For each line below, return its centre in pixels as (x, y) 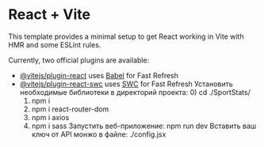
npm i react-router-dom (70, 109)
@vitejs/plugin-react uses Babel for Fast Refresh (99, 75)
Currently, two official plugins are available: (79, 60)
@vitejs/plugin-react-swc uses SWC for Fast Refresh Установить (126, 84)
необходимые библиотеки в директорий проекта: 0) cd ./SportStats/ (135, 92)
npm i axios (50, 117)
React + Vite (50, 15)
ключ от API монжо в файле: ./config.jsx (99, 134)
